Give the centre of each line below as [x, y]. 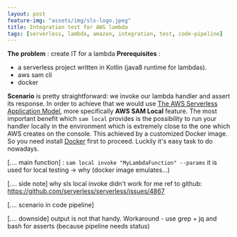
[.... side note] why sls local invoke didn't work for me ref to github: [105, 184]
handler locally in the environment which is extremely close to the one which [119, 126]
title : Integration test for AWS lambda [68, 27]
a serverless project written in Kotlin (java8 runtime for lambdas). [112, 67]
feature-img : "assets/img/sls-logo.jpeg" [69, 21]
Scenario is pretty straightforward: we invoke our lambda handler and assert [119, 96]
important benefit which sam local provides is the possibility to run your [112, 119]
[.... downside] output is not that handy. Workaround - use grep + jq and [112, 219]
